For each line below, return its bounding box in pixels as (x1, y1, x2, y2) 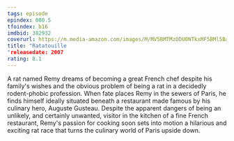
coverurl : (7, 36, 36, 43)
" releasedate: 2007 (7, 49, 64, 56)
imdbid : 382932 (7, 29, 52, 37)
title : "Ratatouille (7, 42, 68, 49)
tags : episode (7, 10, 49, 17)
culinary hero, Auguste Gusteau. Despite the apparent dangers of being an (7, 103, 221, 112)
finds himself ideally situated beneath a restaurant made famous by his (7, 97, 211, 105)
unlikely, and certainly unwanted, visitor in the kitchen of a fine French (7, 111, 209, 119)
